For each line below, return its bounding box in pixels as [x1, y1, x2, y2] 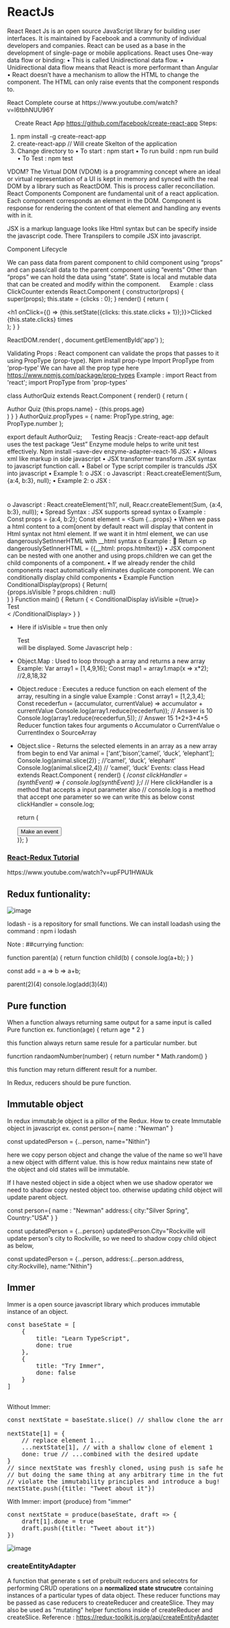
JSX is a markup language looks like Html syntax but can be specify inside [7, 224, 217, 232]
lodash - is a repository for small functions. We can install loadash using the [7, 920, 221, 928]
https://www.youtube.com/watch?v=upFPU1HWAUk [7, 868, 154, 876]
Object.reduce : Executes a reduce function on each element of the [16, 685, 207, 693]
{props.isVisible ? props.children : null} [7, 588, 116, 597]
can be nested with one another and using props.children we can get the [7, 551, 212, 560]
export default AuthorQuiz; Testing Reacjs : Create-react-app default [7, 433, 209, 441]
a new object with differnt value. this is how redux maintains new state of [7, 1158, 213, 1166]
